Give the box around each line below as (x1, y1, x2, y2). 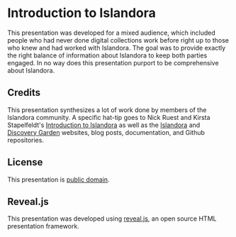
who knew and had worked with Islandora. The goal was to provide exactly (7, 43, 226, 52)
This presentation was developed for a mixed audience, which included (7, 28, 216, 37)
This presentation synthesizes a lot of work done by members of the (7, 105, 207, 114)
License (7, 156, 43, 168)
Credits (7, 87, 41, 99)
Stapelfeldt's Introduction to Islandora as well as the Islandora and (7, 121, 201, 129)
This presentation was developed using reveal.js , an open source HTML (7, 214, 217, 223)
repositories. (7, 136, 45, 144)
